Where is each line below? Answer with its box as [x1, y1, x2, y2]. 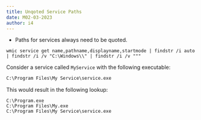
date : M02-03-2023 [6, 14, 52, 20]
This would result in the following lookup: [6, 86, 108, 94]
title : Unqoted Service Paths [6, 8, 82, 15]
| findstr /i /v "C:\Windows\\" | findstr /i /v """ [6, 53, 141, 59]
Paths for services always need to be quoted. [14, 37, 128, 44]
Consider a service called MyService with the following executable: [6, 64, 171, 71]
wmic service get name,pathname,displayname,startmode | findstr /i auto [6, 48, 196, 54]
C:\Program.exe [6, 98, 45, 104]
